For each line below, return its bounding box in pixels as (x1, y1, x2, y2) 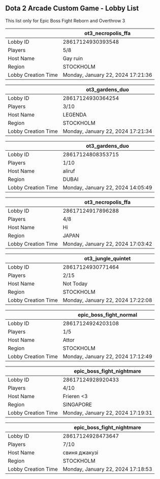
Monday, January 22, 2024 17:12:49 (62, 353, 152, 360)
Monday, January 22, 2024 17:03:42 (62, 240, 152, 247)
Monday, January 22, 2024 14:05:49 (62, 184, 152, 191)
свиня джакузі (62, 449, 99, 456)
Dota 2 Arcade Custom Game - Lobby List (5, 4, 139, 13)
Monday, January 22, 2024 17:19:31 (62, 409, 152, 416)
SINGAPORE (62, 401, 92, 408)
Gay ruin (62, 54, 83, 62)
